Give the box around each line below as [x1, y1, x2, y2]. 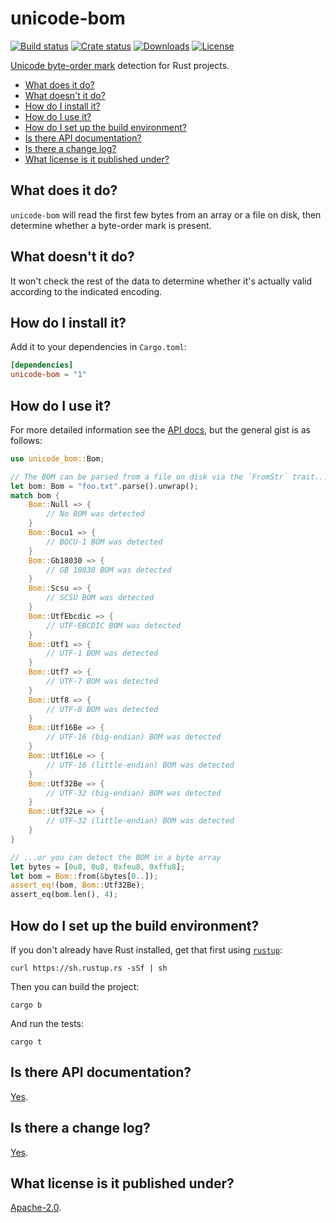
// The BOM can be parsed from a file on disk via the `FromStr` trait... [10, 472, 329, 482]
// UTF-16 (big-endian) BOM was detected [46, 732, 222, 742]
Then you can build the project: [10, 981, 140, 992]
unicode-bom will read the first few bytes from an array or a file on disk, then [10, 208, 322, 221]
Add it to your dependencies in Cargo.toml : [10, 341, 187, 353]
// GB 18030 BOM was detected [46, 565, 172, 575]
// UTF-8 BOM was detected [46, 704, 159, 714]
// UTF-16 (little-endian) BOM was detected [46, 760, 235, 770]
